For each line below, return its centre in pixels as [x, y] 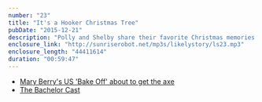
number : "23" [30, 15]
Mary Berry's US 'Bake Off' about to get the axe [97, 81]
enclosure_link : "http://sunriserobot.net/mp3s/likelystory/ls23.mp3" [126, 45]
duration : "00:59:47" [44, 60]
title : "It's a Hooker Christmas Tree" [74, 23]
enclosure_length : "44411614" [58, 52]
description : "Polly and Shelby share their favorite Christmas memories [132, 37]
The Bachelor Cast [50, 89]
